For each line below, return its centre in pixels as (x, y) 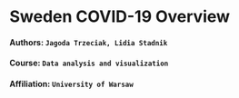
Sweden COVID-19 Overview (119, 17)
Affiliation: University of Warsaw (71, 83)
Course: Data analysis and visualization (89, 63)
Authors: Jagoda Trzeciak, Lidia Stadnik (89, 42)
